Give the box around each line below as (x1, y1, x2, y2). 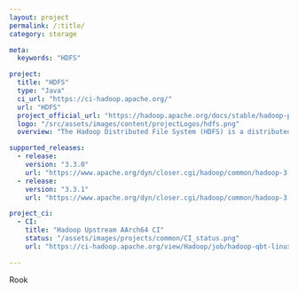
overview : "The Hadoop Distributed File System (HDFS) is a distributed (17, 128, 292, 137)
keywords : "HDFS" (17, 54, 82, 63)
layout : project (9, 12, 69, 22)
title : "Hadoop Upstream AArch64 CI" (25, 225, 165, 235)
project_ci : (9, 209, 53, 218)
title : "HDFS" (17, 78, 69, 87)
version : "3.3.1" (25, 185, 90, 193)
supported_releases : (9, 144, 86, 153)
